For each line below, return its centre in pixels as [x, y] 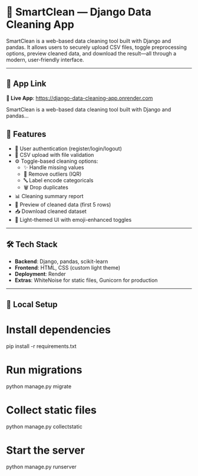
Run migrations [44, 370]
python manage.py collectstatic [44, 426]
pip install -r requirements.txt [41, 346]
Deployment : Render [40, 274]
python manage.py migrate [39, 386]
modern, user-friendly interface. [45, 60]
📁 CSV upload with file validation [54, 155]
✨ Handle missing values [54, 167]
